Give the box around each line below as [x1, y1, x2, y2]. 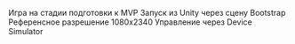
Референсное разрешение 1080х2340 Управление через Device [8, 17, 252, 27]
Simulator [8, 26, 44, 36]
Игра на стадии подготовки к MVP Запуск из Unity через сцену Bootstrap [8, 8, 286, 18]
